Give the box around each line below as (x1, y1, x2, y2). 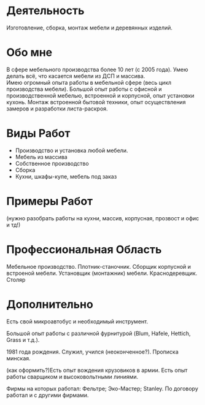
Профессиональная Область (6, 242, 162, 256)
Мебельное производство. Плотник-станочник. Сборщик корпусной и (6, 263, 191, 270)
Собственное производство (15, 160, 89, 167)
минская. (6, 354, 31, 362)
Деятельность (6, 4, 85, 18)
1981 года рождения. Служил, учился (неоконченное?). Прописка (6, 348, 179, 355)
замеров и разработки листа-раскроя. (6, 105, 109, 112)
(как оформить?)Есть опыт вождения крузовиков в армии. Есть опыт (6, 366, 188, 374)
